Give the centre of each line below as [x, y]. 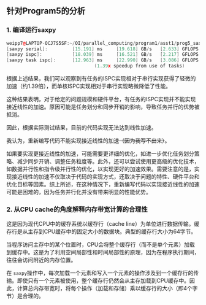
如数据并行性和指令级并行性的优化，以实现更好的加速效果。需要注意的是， [100, 169]
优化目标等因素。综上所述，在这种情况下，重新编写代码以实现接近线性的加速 [103, 184]
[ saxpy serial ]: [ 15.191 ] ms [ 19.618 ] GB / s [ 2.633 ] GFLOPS [103, 49]
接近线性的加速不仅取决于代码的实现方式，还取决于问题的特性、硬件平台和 [105, 177]
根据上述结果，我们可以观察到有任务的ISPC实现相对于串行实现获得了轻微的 [101, 79]
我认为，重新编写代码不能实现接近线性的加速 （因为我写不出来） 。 [88, 141]
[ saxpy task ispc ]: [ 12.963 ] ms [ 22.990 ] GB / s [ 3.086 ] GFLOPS [103, 60]
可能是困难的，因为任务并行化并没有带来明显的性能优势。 [79, 192]
